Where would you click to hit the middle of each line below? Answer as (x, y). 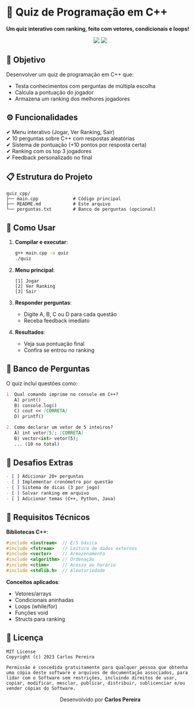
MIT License (21, 652)
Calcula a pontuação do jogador (54, 92)
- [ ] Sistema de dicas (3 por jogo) (53, 488)
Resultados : (30, 332)
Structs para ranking (40, 619)
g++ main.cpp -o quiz (41, 253)
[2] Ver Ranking (35, 286)
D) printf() (29, 417)
